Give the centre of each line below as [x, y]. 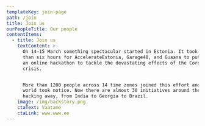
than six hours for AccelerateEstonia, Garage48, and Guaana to [106, 57]
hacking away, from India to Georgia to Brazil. [85, 96]
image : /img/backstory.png [52, 102]
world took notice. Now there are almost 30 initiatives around [106, 91]
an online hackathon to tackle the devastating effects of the [105, 63]
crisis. [32, 68]
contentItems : [24, 35]
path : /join [21, 18]
